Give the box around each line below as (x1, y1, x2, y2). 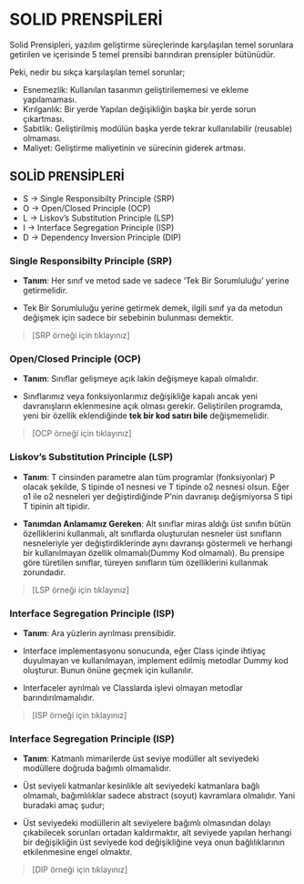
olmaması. (22, 132, 62, 143)
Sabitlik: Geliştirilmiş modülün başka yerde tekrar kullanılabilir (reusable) (22, 123, 293, 134)
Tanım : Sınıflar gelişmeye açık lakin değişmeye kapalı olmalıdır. (22, 374, 259, 385)
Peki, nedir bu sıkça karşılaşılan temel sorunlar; (9, 67, 186, 77)
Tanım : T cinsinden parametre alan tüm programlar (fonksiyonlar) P (22, 471, 276, 482)
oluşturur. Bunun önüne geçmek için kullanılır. (22, 664, 194, 675)
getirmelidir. (22, 285, 68, 296)
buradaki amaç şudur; (22, 800, 106, 811)
